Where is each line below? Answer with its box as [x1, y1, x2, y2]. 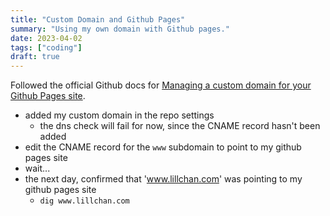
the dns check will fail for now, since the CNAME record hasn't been [39, 120, 321, 132]
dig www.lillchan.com [39, 196, 130, 206]
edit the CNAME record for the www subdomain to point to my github [24, 141, 302, 153]
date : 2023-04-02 [10, 33, 83, 43]
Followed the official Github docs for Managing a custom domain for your [10, 79, 312, 91]
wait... [24, 162, 51, 175]
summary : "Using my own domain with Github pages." [10, 24, 230, 34]
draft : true [10, 52, 60, 62]
